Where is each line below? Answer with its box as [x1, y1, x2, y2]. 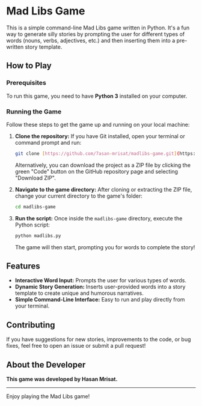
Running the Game [6, 107, 62, 115]
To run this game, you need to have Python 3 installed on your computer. [6, 92, 188, 100]
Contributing [6, 320, 55, 330]
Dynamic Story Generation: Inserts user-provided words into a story [14, 283, 186, 291]
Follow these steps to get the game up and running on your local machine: [6, 121, 190, 128]
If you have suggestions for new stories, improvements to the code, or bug [6, 336, 191, 343]
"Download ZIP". [14, 174, 56, 181]
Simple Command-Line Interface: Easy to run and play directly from [14, 296, 185, 303]
